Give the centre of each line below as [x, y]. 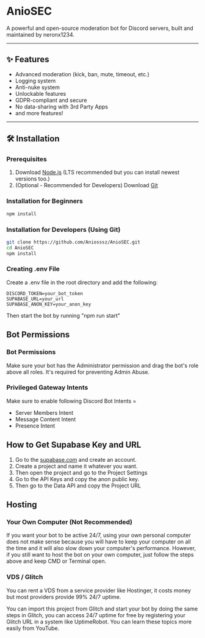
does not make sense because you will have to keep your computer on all [99, 542]
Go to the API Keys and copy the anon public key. [77, 479]
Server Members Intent [44, 412]
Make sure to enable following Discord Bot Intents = [71, 401]
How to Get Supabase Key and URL [74, 445]
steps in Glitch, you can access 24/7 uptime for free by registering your [96, 615]
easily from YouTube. [33, 628]
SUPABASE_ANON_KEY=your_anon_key [49, 304]
